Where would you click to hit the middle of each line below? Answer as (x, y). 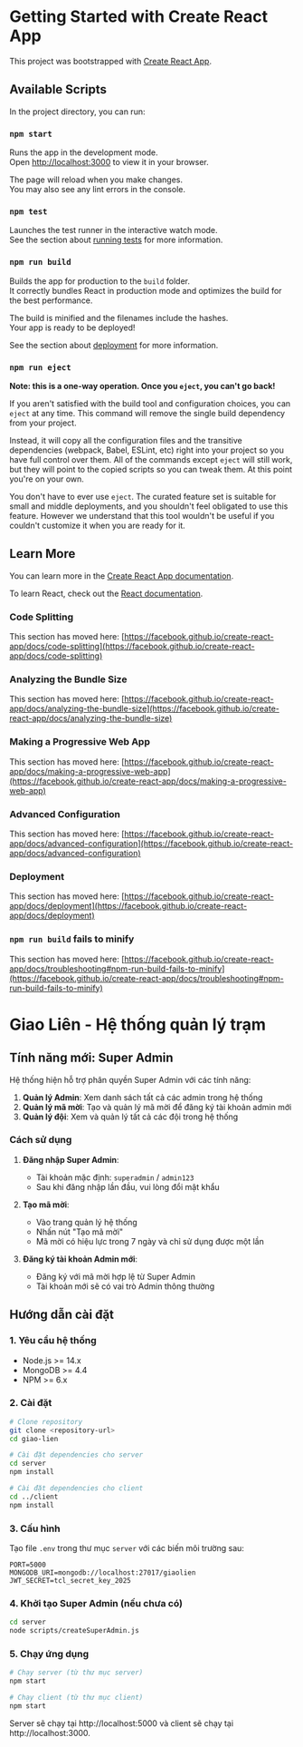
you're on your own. (47, 479)
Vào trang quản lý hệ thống (86, 1222)
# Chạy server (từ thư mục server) (76, 1673)
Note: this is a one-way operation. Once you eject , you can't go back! (142, 386)
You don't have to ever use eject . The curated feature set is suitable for (143, 496)
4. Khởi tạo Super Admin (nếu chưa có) (96, 1603)
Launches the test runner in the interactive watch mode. (114, 230)
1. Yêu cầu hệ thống (53, 1341)
